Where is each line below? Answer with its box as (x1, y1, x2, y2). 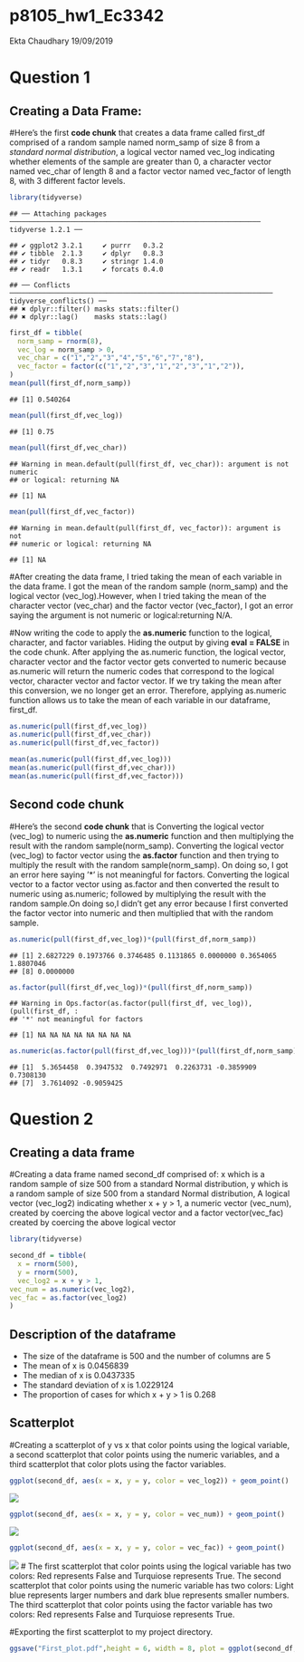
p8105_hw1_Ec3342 (9, 5, 165, 26)
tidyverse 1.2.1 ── (9, 225, 83, 234)
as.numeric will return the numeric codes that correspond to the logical (9, 665, 274, 676)
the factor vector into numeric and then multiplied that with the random (9, 907, 274, 918)
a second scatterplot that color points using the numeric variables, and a (9, 1449, 280, 1460)
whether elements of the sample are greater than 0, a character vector (9, 156, 272, 167)
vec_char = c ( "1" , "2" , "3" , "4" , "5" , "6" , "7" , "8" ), (17, 353, 204, 362)
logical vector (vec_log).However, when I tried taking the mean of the (9, 590, 267, 601)
